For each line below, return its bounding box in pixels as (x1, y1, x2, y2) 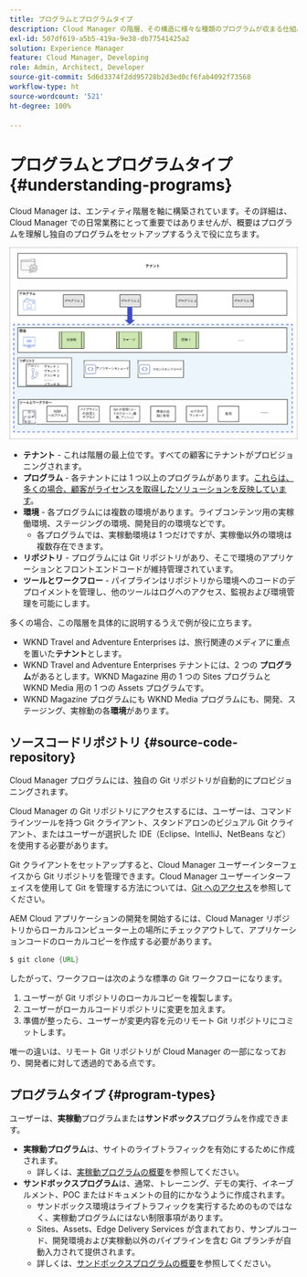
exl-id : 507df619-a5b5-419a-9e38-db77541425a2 (9, 34, 190, 43)
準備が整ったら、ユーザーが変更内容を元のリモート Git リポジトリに (22, 1015, 279, 1027)
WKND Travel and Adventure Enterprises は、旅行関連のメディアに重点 (22, 637, 291, 648)
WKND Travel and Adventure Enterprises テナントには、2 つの (22, 660, 259, 670)
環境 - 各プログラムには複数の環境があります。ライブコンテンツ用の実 (22, 507, 287, 518)
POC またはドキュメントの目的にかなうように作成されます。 (62, 1188, 290, 1200)
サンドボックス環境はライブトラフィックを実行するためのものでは (36, 1200, 285, 1211)
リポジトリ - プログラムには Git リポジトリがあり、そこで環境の (22, 553, 262, 564)
